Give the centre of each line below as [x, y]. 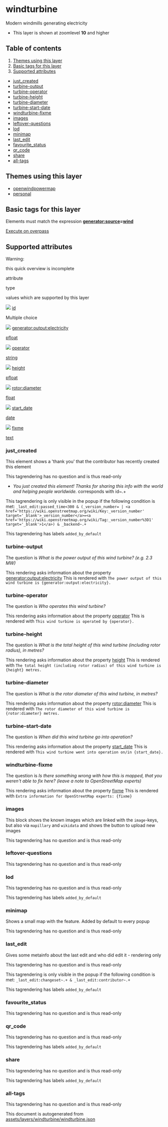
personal [22, 194]
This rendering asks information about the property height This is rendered [83, 660]
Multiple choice [21, 318]
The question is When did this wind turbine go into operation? [69, 737]
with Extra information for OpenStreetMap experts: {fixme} [69, 796]
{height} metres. [24, 670]
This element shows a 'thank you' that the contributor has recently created [82, 462]
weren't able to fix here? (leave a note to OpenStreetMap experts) [73, 781]
